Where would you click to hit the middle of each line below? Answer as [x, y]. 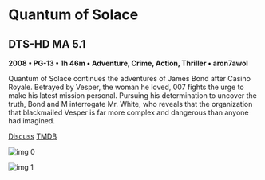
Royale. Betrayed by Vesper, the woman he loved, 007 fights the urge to [127, 87]
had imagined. [32, 121]
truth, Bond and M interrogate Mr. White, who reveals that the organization [131, 104]
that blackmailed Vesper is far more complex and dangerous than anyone [129, 112]
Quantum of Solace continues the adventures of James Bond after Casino [130, 78]
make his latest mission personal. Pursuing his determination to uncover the [133, 96]
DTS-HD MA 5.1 [47, 44]
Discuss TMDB [33, 136]
